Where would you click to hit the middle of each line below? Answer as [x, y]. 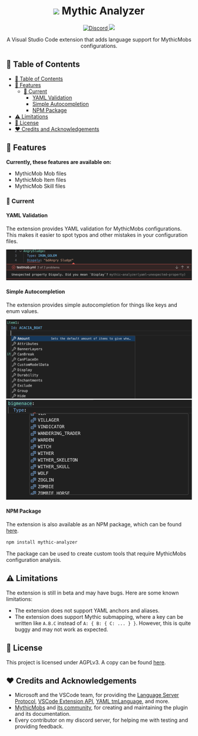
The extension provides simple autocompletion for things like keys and [92, 305]
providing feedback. [39, 727]
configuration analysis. [34, 560]
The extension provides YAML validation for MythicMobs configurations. [94, 229]
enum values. [22, 311]
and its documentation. [42, 714]
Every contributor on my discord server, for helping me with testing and [101, 720]
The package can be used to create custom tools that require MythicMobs [96, 553]
